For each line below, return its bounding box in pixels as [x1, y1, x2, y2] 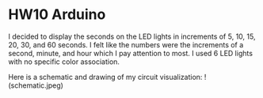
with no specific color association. [8, 57, 120, 66]
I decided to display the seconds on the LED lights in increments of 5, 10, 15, [8, 32, 256, 41]
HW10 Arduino [8, 6, 106, 24]
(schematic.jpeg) [8, 81, 63, 90]
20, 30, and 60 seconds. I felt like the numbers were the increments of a [8, 40, 244, 49]
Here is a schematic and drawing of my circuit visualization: [8, 72, 203, 81]
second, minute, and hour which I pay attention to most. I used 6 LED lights [8, 48, 253, 58]
